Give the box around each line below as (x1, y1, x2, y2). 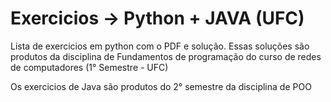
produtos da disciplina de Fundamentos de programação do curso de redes (10, 50, 322, 62)
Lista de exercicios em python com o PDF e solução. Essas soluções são (10, 40, 310, 52)
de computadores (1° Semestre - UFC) (10, 61, 169, 73)
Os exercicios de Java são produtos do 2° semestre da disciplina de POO (10, 80, 312, 92)
